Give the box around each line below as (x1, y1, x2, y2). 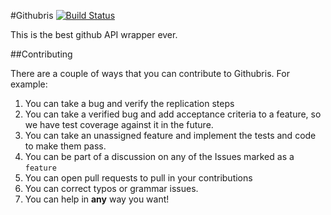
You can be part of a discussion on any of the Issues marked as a (24, 151, 295, 162)
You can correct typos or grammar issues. (24, 183, 199, 194)
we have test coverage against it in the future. (24, 119, 214, 130)
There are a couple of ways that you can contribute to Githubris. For (10, 68, 290, 79)
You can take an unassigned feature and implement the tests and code (24, 130, 317, 141)
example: (10, 78, 48, 90)
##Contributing (10, 48, 73, 60)
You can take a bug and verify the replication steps (24, 98, 235, 109)
